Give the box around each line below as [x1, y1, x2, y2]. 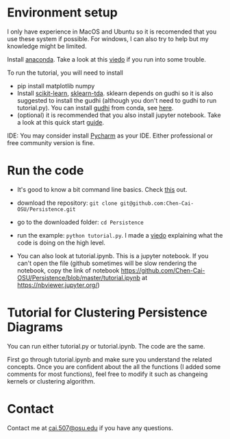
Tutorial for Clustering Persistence [7, 305, 207, 321]
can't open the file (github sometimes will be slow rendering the [16, 259, 197, 267]
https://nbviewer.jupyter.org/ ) [16, 281, 101, 289]
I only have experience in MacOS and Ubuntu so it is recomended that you [7, 27, 217, 36]
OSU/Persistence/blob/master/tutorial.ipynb [16, 273, 140, 281]
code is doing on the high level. [16, 238, 106, 247]
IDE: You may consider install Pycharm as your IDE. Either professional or [7, 131, 214, 140]
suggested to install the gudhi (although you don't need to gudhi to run [16, 96, 217, 104]
